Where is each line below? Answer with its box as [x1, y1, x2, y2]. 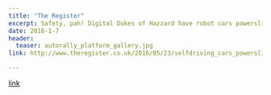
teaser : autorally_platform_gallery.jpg [15, 42, 153, 50]
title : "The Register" [8, 11, 85, 20]
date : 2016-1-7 [8, 27, 60, 35]
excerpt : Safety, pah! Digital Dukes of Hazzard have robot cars [8, 19, 232, 27]
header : [8, 34, 35, 43]
